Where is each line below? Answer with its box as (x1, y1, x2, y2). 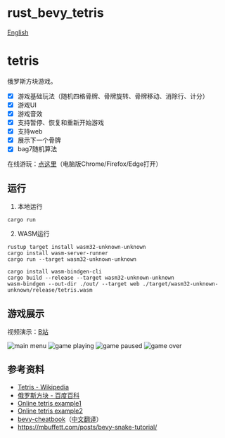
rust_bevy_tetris (7, 5, 104, 21)
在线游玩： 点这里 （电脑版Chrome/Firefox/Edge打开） (7, 160, 162, 168)
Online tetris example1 (17, 399, 82, 407)
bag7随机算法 (17, 145, 58, 153)
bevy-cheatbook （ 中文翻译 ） (17, 415, 103, 423)
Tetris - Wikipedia (17, 382, 69, 391)
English (7, 28, 29, 37)
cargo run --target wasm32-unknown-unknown (7, 256, 137, 263)
